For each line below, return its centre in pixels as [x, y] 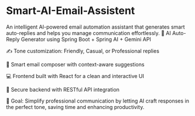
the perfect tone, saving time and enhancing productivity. [75, 107]
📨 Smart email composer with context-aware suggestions [75, 64]
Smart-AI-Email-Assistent [71, 11]
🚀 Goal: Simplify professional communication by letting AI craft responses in [97, 101]
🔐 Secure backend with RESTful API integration [63, 89]
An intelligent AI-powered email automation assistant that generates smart [95, 27]
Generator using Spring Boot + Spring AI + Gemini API [86, 39]
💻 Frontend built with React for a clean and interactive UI [75, 76]
